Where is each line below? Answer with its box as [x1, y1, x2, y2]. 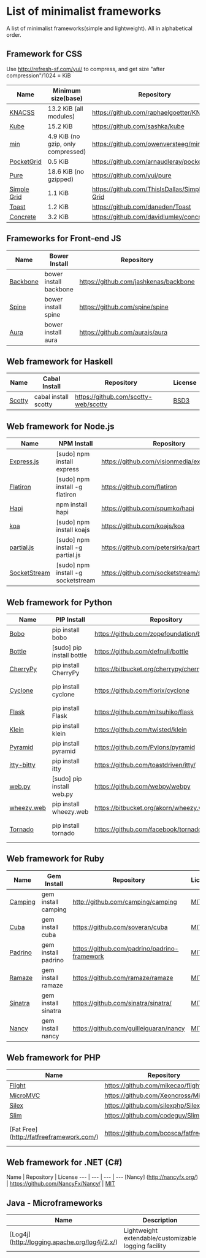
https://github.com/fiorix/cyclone [94, 686, 190, 695]
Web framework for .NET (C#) [6, 1157, 123, 1168]
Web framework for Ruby [6, 854, 104, 864]
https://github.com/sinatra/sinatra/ [72, 998, 172, 1007]
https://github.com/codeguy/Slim [104, 1111, 200, 1119]
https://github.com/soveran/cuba [72, 922, 168, 931]
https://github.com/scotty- [74, 393, 153, 401]
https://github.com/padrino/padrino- [72, 944, 179, 952]
